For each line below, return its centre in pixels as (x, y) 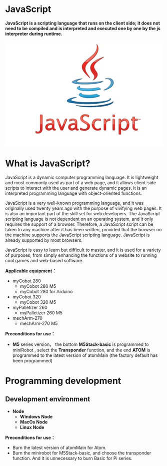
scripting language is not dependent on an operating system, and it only (79, 219)
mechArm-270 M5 (39, 323)
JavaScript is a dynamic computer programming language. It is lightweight (82, 177)
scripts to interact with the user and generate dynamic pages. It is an (76, 188)
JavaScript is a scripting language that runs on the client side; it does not (82, 23)
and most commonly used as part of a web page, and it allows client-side (81, 182)
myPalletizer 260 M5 (41, 313)
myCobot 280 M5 (38, 286)
